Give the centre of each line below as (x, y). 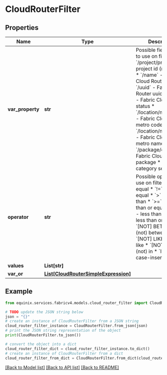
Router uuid (149, 94)
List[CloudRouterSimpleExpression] (87, 274)
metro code (149, 125)
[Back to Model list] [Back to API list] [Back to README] (62, 368)
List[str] (54, 266)
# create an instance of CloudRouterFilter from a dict (64, 353)
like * (142, 245)
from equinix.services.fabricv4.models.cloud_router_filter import (77, 303)
